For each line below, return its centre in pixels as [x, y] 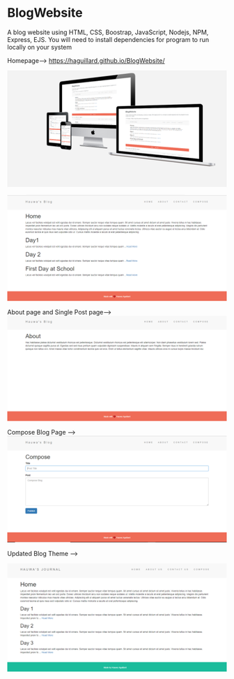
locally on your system [40, 47]
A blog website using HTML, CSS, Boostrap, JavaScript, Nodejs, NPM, [108, 32]
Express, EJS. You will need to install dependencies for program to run [108, 39]
